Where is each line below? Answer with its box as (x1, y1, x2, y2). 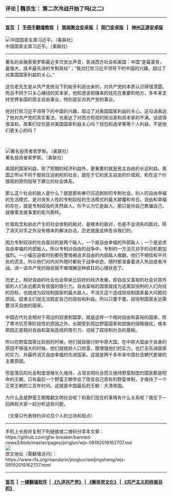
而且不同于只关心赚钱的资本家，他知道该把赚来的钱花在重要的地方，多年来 (5, 90, 162, 96)
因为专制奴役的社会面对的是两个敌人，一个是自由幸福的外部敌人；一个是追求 (5, 239, 167, 245)
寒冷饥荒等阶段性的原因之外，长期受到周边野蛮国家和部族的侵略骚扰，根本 (9, 320, 167, 327)
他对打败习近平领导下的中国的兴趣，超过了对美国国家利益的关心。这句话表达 (5, 108, 167, 114)
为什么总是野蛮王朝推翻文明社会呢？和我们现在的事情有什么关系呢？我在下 (5, 394, 162, 400)
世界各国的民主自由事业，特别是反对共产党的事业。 (9, 96, 118, 102)
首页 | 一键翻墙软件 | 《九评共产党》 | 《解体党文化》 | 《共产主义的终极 (5, 479, 159, 485)
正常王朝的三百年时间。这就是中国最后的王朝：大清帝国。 (5, 382, 126, 389)
